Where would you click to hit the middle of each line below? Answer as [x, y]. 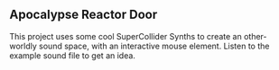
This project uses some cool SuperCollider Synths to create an [126, 36]
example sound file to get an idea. [72, 55]
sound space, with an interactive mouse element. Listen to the [154, 46]
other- [255, 36]
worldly [23, 46]
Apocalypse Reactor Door [84, 15]
